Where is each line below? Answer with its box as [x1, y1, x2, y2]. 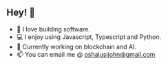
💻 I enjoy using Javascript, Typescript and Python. [16, 32, 162, 41]
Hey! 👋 [6, 7, 36, 18]
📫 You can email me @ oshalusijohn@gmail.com [16, 50, 156, 58]
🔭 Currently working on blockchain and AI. [16, 42, 137, 51]
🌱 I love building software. [16, 25, 91, 33]
